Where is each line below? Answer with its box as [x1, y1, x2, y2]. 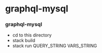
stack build [12, 37, 35, 43]
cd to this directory [12, 32, 52, 38]
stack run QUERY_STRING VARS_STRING [12, 43, 97, 49]
